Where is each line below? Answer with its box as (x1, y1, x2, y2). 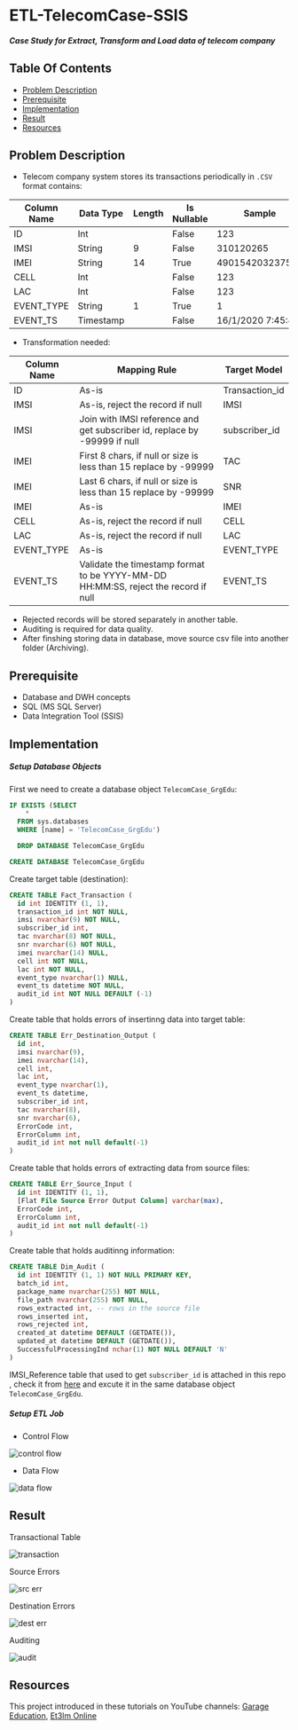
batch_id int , (17, 1279, 69, 1288)
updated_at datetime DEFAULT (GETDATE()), (17, 1337, 176, 1346)
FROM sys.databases (17, 817, 90, 826)
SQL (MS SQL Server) (21, 702, 102, 712)
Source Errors (9, 1566, 60, 1577)
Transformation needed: (21, 337, 111, 348)
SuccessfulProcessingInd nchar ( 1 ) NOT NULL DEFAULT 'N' (17, 1345, 228, 1354)
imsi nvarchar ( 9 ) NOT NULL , (17, 916, 122, 924)
